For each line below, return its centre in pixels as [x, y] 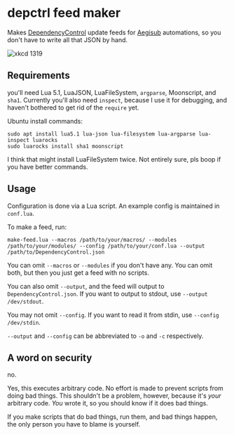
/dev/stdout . [26, 301]
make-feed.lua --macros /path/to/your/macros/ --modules [92, 240]
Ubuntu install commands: [45, 121]
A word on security [50, 357]
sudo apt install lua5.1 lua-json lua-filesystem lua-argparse [102, 134]
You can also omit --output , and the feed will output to [86, 286]
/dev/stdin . [24, 322]
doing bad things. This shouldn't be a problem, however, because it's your [115, 396]
